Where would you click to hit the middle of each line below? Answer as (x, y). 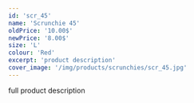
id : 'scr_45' (30, 16)
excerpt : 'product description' (62, 61)
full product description (47, 90)
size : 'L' (25, 46)
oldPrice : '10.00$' (41, 30)
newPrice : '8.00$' (39, 38)
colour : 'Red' (32, 53)
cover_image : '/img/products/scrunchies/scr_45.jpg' (98, 68)
